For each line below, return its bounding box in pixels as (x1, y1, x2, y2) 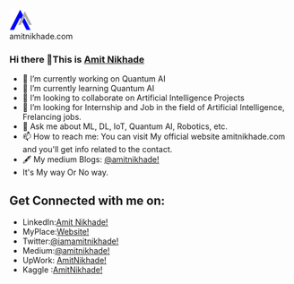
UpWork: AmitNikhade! (22, 255, 108, 266)
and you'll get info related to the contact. (22, 144, 173, 155)
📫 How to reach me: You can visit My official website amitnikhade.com (22, 131, 286, 142)
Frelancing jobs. (22, 112, 82, 123)
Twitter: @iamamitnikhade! (22, 236, 119, 246)
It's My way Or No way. (22, 167, 109, 178)
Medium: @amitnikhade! (22, 245, 110, 256)
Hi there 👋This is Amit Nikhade (9, 53, 145, 65)
